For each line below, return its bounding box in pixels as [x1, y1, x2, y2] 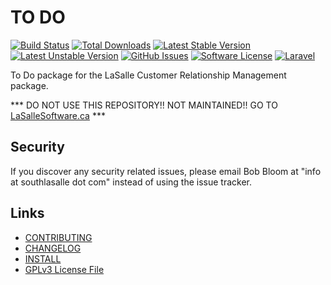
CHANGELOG [24, 242, 82, 254]
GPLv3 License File [24, 263, 105, 275]
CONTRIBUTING [24, 231, 93, 243]
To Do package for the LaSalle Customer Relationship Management [10, 69, 287, 81]
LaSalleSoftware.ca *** [10, 109, 106, 121]
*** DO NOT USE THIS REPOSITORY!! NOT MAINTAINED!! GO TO [10, 99, 278, 111]
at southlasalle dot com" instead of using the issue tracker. [10, 176, 252, 188]
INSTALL [24, 252, 62, 265]
